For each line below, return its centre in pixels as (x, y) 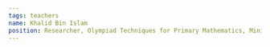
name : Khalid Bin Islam (48, 23)
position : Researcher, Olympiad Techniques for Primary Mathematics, (127, 30)
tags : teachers (34, 16)
